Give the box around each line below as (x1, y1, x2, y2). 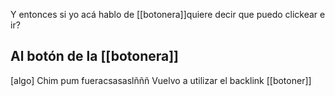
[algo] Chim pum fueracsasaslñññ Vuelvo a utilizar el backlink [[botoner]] (10, 74, 312, 86)
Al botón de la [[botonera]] (10, 48, 180, 65)
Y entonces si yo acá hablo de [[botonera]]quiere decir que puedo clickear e (10, 9, 326, 20)
